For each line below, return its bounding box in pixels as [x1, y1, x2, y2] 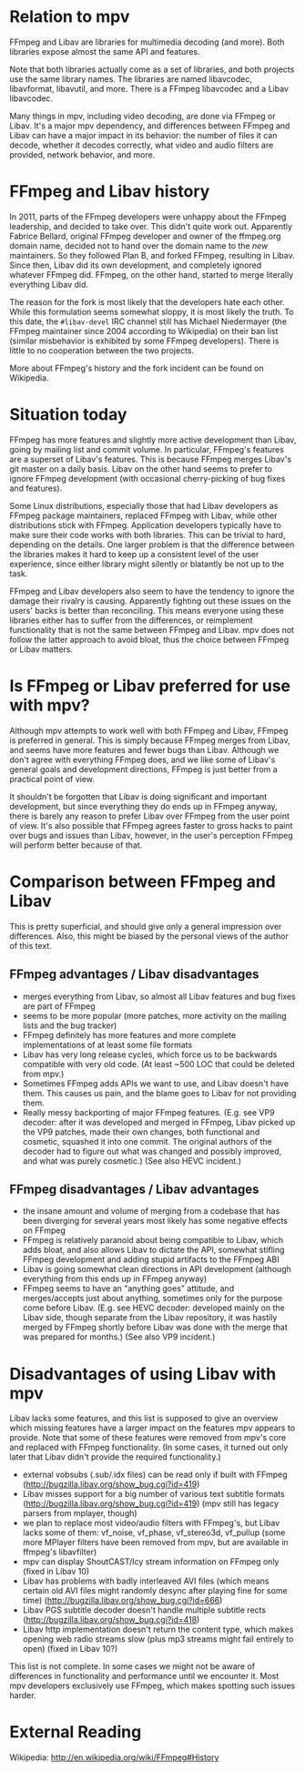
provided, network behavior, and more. [9, 148, 156, 160]
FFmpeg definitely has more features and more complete [22, 1029, 237, 1040]
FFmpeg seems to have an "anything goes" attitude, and [22, 1283, 235, 1294]
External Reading [9, 1722, 142, 1743]
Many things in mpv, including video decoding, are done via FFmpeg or [9, 110, 276, 121]
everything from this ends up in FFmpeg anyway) [22, 1273, 208, 1285]
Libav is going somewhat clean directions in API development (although [22, 1264, 291, 1275]
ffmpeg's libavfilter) [22, 1546, 97, 1558]
